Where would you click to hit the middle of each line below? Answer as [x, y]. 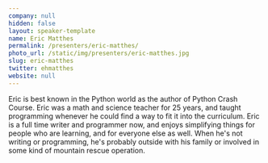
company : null [32, 16]
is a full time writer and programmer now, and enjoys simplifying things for [132, 124]
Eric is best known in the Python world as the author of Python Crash [123, 98]
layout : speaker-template [52, 31]
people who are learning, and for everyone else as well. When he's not [126, 133]
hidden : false [32, 23]
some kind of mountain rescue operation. [77, 150]
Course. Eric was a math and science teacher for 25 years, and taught [125, 107]
